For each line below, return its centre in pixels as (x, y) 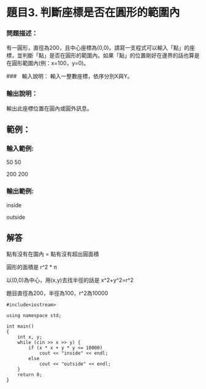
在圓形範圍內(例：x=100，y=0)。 (48, 63)
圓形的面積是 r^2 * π (32, 267)
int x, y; (30, 337)
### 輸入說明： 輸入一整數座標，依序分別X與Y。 (70, 76)
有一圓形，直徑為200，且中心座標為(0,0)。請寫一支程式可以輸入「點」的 (98, 48)
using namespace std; (34, 315)
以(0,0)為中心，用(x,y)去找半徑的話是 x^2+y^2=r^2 (70, 280)
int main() (20, 326)
